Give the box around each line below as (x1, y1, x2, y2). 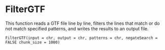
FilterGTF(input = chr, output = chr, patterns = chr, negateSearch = (5, 35, 158, 40)
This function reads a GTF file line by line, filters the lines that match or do (5, 20, 160, 26)
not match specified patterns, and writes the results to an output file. (5, 25, 149, 31)
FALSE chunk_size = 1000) (5, 39, 60, 45)
